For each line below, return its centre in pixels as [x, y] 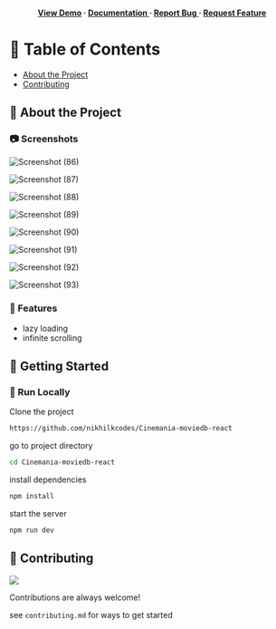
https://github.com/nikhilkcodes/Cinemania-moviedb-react [121, 429]
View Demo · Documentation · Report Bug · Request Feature [152, 13]
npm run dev [32, 530]
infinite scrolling [52, 338]
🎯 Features [33, 308]
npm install [32, 496]
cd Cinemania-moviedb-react [62, 462]
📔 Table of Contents [85, 49]
